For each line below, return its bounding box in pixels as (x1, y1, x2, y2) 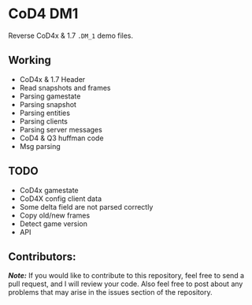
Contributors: (8, 250, 76, 263)
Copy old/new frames (19, 210, 91, 220)
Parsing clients (19, 116, 69, 126)
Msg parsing (19, 141, 61, 151)
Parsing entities (19, 108, 71, 117)
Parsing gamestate (19, 91, 81, 101)
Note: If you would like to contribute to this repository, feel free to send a (8, 271, 245, 281)
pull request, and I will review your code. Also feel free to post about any (8, 279, 243, 288)
